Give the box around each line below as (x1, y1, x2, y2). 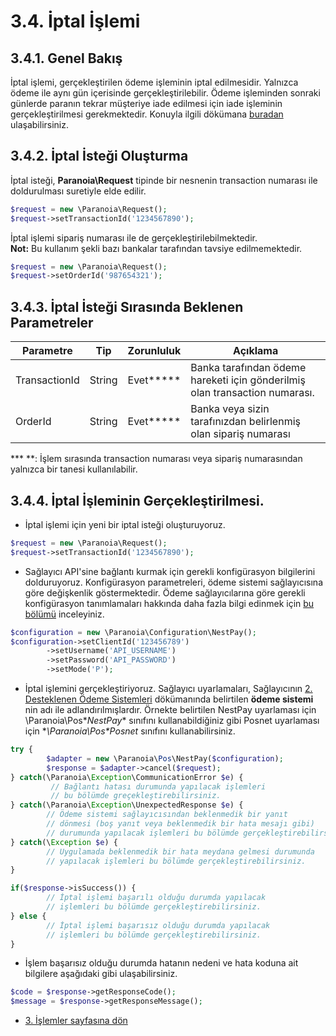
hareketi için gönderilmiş (190, 373, 306, 387)
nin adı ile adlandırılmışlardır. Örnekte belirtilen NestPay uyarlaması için (24, 704, 317, 716)
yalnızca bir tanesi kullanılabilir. (10, 463, 138, 475)
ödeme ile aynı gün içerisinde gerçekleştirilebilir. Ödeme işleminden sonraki (10, 87, 321, 99)
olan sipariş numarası (190, 427, 291, 441)
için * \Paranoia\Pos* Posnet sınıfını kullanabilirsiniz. (24, 725, 236, 737)
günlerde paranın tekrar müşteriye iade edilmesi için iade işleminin (10, 98, 283, 109)
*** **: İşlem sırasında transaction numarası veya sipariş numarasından (10, 453, 303, 465)
